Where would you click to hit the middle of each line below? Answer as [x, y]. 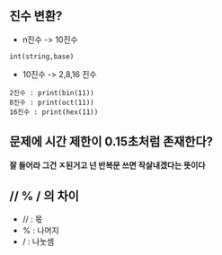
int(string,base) [42, 57]
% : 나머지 [41, 231]
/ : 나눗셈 [38, 242]
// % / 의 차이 [44, 196]
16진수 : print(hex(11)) [54, 112]
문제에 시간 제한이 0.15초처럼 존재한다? [111, 142]
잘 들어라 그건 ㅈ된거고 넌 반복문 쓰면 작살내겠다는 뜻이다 [107, 165]
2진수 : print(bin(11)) [52, 92]
